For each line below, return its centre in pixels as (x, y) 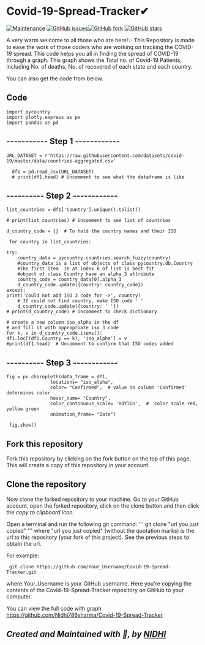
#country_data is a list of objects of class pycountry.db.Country (105, 264)
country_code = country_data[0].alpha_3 (69, 280)
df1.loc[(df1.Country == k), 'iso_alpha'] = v (67, 338)
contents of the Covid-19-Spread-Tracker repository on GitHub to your (95, 590)
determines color (28, 393)
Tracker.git (21, 572)
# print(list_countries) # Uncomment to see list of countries (89, 221)
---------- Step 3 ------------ (62, 363)
